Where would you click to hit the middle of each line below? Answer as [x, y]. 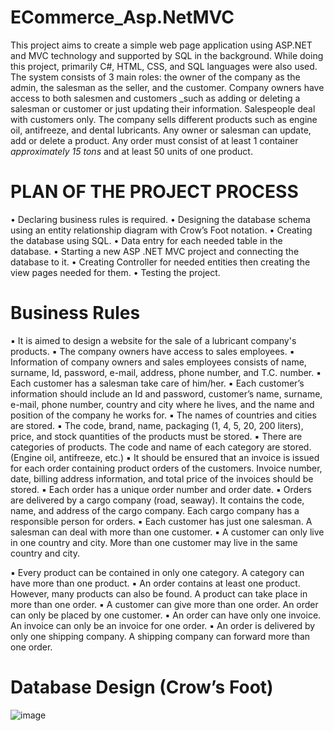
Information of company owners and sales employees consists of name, [158, 362]
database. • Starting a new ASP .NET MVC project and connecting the [155, 251]
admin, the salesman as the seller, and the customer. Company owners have [167, 87]
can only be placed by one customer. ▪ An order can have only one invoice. [166, 615]
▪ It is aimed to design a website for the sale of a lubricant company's [153, 340]
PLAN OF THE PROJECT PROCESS [154, 192]
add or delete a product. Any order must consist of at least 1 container [154, 140]
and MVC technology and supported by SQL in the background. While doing [167, 55]
